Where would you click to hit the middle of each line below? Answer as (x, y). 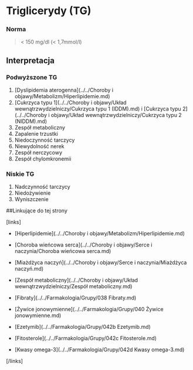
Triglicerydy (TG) (49, 11)
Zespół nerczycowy (38, 153)
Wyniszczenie (31, 199)
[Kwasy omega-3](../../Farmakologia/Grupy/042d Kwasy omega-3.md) (99, 350)
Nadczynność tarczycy (42, 187)
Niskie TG (20, 174)
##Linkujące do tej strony (37, 211)
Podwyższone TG (32, 77)
